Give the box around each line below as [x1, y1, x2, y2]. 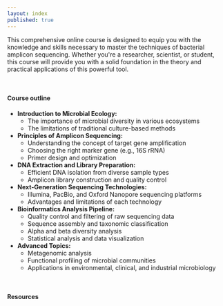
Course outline [7, 94, 50, 102]
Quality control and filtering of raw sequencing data [27, 212, 175, 220]
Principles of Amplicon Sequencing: [17, 131, 123, 140]
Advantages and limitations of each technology [27, 198, 162, 206]
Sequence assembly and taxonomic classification [27, 219, 168, 228]
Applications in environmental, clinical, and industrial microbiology [27, 263, 216, 271]
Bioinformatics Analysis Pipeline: [17, 204, 115, 213]
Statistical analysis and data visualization [27, 234, 144, 242]
